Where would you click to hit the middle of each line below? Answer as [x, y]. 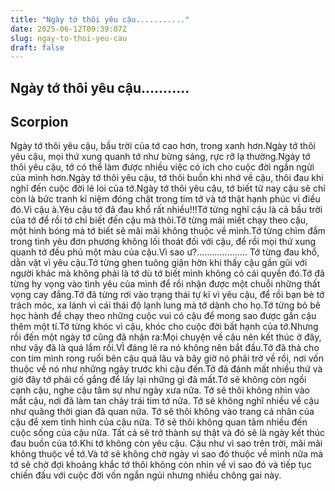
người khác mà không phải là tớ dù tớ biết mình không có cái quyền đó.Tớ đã [167, 273]
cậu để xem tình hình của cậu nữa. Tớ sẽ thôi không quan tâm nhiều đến [159, 422]
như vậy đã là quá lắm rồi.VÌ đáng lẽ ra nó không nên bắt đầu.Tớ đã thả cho [165, 348]
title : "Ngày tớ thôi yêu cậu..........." [100, 19]
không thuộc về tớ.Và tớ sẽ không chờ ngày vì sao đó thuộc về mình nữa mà [167, 454]
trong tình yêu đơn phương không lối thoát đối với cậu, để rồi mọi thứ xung [163, 242]
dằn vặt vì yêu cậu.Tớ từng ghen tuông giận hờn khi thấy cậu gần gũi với [159, 263]
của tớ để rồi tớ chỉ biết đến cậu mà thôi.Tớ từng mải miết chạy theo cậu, [159, 220]
